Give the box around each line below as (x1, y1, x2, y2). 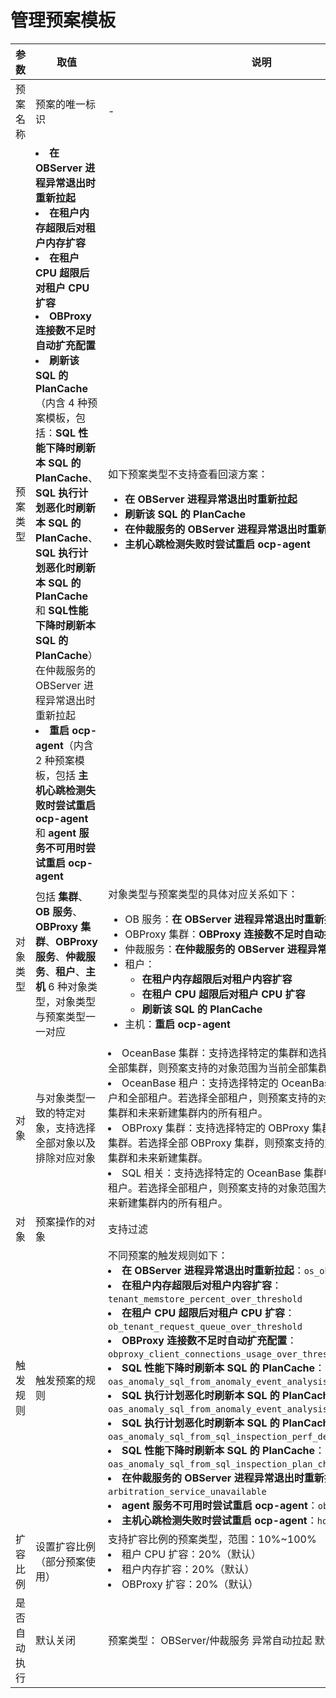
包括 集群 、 (35, 889, 89, 903)
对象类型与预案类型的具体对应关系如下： (108, 887, 299, 901)
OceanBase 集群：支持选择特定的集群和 (121, 1046, 309, 1060)
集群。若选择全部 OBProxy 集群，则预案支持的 (108, 1136, 325, 1150)
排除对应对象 (35, 1151, 97, 1165)
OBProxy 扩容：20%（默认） (121, 1577, 259, 1591)
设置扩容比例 (35, 1539, 97, 1553)
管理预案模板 (10, 9, 117, 32)
